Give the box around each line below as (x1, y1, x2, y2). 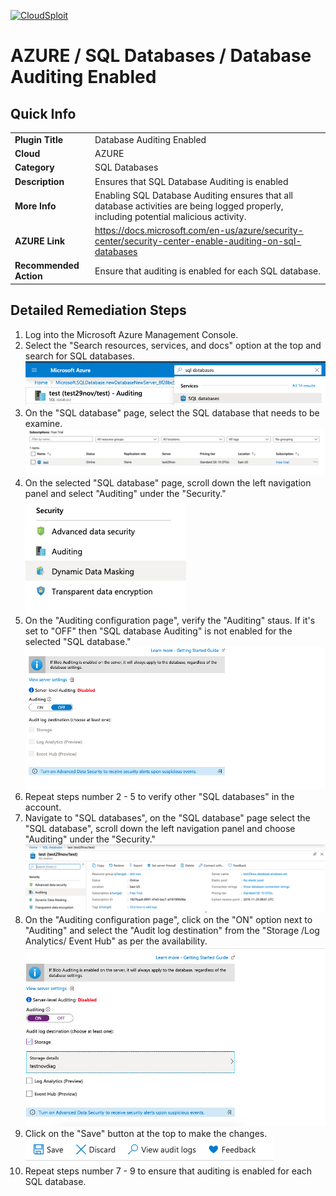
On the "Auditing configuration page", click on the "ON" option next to (24, 914, 313, 926)
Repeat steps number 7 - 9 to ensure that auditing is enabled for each (24, 1165, 313, 1177)
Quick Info (10, 105, 77, 122)
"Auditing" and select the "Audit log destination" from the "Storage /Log (24, 925, 320, 937)
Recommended (14, 260, 80, 272)
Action (14, 270, 43, 282)
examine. (24, 418, 63, 430)
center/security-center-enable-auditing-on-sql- (94, 235, 302, 247)
